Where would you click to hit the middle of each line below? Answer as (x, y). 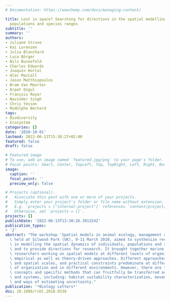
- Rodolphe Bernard (26, 109)
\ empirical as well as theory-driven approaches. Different (76, 258)
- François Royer (24, 94)
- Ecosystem (18, 122)
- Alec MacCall (21, 76)
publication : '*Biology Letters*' (42, 286)
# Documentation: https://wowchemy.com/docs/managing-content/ (73, 10)
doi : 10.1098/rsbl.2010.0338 (36, 291)
